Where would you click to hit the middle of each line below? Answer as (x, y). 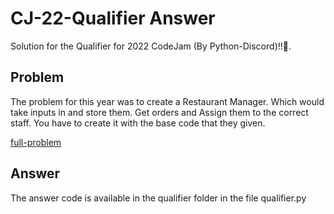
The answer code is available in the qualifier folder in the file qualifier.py (158, 198)
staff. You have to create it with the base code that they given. (138, 123)
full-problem (36, 142)
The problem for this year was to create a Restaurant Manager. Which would (167, 101)
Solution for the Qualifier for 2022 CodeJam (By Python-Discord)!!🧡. (151, 46)
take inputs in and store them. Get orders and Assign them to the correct (159, 112)
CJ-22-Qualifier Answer (113, 18)
